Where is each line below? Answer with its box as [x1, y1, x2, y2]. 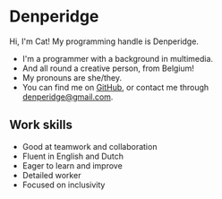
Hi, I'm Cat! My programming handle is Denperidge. [9, 36, 200, 47]
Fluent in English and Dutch [21, 151, 124, 161]
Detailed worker [21, 169, 81, 180]
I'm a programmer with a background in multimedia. [21, 53, 213, 64]
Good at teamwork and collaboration [21, 141, 158, 151]
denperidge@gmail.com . [21, 91, 114, 102]
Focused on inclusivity [21, 179, 106, 190]
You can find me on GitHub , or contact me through [21, 82, 209, 92]
